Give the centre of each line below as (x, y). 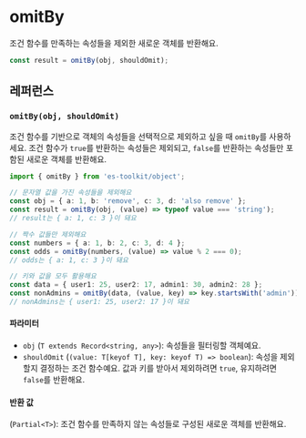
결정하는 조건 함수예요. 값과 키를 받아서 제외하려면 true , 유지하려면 (158, 368)
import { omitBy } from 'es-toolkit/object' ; (97, 176)
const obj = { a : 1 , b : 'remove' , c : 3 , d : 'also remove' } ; (128, 201)
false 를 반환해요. (53, 380)
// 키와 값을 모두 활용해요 (53, 276)
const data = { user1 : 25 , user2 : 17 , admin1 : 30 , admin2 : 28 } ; (136, 285)
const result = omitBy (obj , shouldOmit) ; (89, 60)
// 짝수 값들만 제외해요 (48, 234)
